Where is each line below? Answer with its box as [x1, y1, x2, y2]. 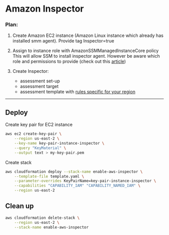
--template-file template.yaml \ [14, 174, 84, 179]
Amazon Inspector [5, 3, 84, 15]
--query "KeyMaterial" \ [14, 145, 66, 151]
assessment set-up [20, 78, 60, 84]
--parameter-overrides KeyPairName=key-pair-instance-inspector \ [14, 178, 156, 183]
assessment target [20, 83, 59, 89]
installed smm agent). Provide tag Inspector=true [12, 38, 115, 44]
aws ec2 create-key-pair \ [5, 131, 62, 136]
